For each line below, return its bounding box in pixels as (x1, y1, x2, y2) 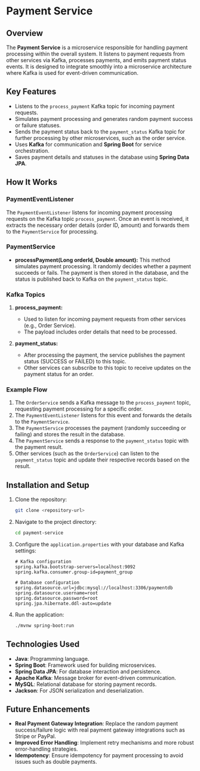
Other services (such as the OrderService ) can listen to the (14, 450, 159, 457)
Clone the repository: (14, 496, 67, 503)
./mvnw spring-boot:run (14, 623, 75, 629)
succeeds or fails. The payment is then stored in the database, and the (14, 269, 189, 276)
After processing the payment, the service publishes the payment (23, 351, 185, 359)
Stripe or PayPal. (14, 733, 57, 740)
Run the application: (14, 611, 64, 618)
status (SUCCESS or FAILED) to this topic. (23, 358, 127, 365)
